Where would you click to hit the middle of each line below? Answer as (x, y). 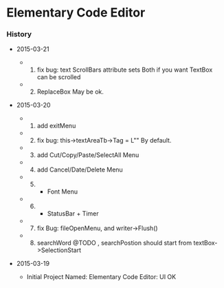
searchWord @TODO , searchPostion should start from (114, 243)
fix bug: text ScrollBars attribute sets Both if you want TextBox (125, 70)
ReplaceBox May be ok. (70, 92)
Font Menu (63, 192)
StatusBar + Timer (73, 214)
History (19, 34)
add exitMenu (56, 126)
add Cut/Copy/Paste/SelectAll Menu (88, 155)
